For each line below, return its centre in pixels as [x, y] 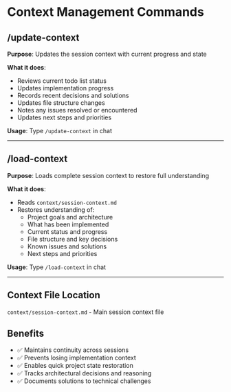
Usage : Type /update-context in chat [59, 131]
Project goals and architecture [70, 217]
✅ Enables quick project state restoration [75, 366]
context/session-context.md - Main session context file [86, 312]
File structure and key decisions [73, 239]
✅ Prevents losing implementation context [76, 358]
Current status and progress [67, 231]
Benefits [26, 334]
